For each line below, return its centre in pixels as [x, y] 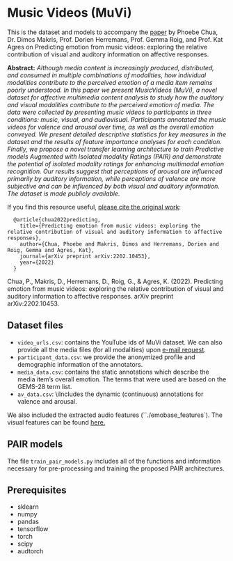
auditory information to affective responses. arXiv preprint [90, 296]
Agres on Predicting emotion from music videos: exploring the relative [107, 47]
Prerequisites [37, 490]
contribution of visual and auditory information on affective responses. [108, 54]
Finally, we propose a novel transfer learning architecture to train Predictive [116, 149]
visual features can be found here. [56, 422]
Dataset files [35, 325]
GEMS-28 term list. [45, 386]
